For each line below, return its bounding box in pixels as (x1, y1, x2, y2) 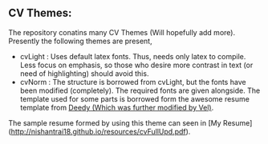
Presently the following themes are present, (8, 36, 152, 46)
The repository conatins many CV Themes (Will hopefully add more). (8, 27, 235, 37)
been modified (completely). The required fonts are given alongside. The (19, 86, 261, 95)
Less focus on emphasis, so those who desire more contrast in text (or (19, 60, 254, 70)
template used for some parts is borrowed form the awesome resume (19, 94, 250, 103)
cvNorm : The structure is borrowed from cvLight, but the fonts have (19, 77, 246, 86)
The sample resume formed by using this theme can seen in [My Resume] (8, 118, 253, 127)
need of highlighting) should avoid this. (19, 68, 149, 78)
